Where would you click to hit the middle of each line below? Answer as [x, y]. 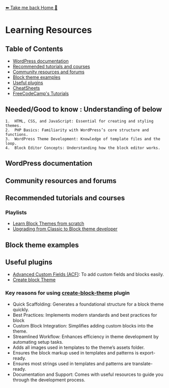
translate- [142, 364]
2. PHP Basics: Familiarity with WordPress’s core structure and [77, 130]
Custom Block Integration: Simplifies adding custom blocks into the [83, 325]
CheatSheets [26, 88]
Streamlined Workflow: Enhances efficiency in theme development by [86, 336]
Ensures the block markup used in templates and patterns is [76, 352]
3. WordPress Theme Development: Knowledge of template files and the [83, 139]
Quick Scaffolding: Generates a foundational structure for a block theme [88, 304]
